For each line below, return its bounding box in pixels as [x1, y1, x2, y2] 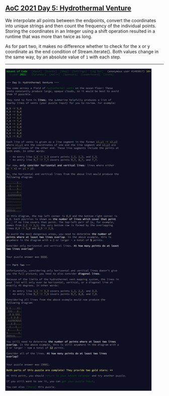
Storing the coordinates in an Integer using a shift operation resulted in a [5, 28, 155, 34]
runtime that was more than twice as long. [5, 33, 93, 39]
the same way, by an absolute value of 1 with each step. [5, 54, 122, 60]
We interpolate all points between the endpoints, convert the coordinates [5, 17, 156, 23]
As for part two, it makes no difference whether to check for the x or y [5, 43, 150, 49]
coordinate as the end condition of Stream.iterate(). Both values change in [5, 48, 159, 54]
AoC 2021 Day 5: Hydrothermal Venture [5, 4, 132, 13]
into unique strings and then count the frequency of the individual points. [5, 23, 156, 29]
